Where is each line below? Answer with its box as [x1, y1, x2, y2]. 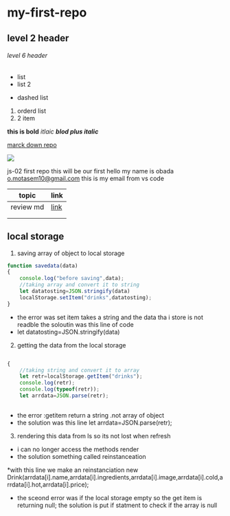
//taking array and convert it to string [19, 281, 139, 288]
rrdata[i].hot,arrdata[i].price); [7, 480, 89, 488]
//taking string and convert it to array [19, 367, 139, 374]
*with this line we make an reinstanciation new [7, 466, 139, 474]
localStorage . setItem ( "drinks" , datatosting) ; [19, 294, 152, 301]
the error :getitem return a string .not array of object [16, 411, 165, 419]
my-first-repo [7, 5, 87, 21]
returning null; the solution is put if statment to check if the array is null [16, 501, 218, 509]
